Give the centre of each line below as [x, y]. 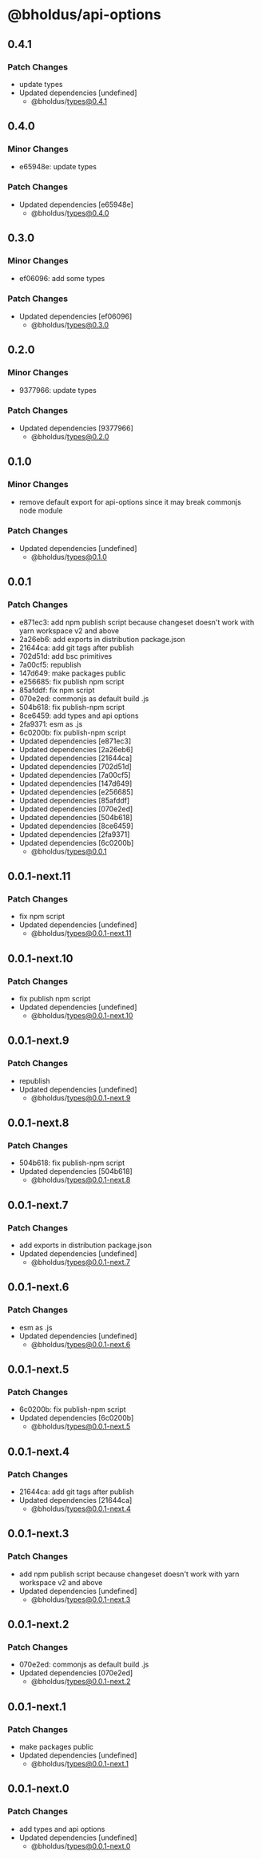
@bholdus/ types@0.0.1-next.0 [81, 1845]
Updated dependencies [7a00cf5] [75, 775]
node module [41, 510]
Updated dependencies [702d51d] [75, 766]
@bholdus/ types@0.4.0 [70, 212]
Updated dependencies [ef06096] [75, 316]
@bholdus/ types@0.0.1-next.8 [81, 1180]
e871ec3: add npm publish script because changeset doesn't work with [137, 622]
